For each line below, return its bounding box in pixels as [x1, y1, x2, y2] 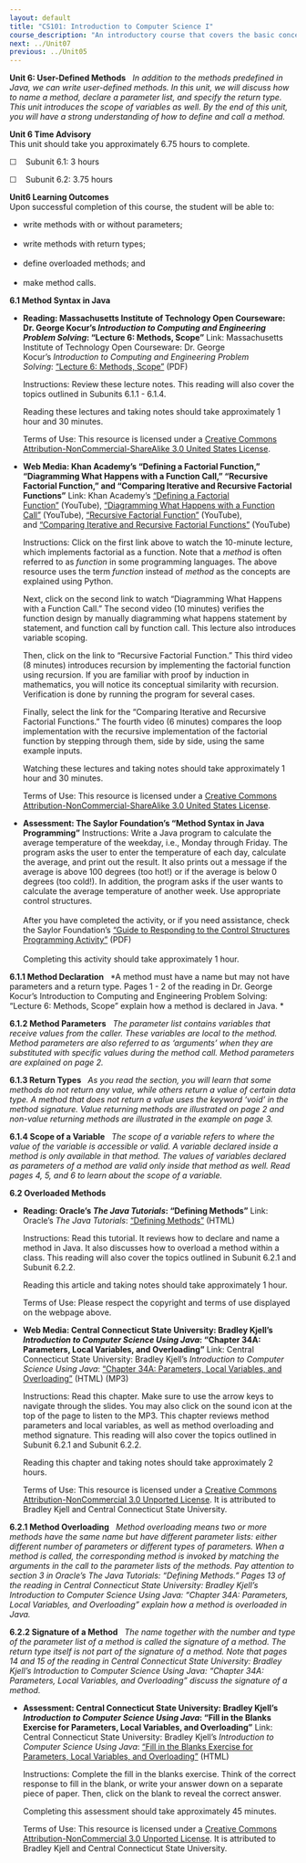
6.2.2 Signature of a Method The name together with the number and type [9, 1626, 296, 1637]
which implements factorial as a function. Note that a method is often [22, 547, 282, 558]
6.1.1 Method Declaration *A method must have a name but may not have [9, 972, 290, 983]
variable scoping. [22, 632, 88, 644]
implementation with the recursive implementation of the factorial [22, 726, 268, 737]
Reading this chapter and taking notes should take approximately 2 [22, 1458, 274, 1468]
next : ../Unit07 [9, 38, 71, 48]
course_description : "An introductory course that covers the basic [9, 30, 275, 39]
